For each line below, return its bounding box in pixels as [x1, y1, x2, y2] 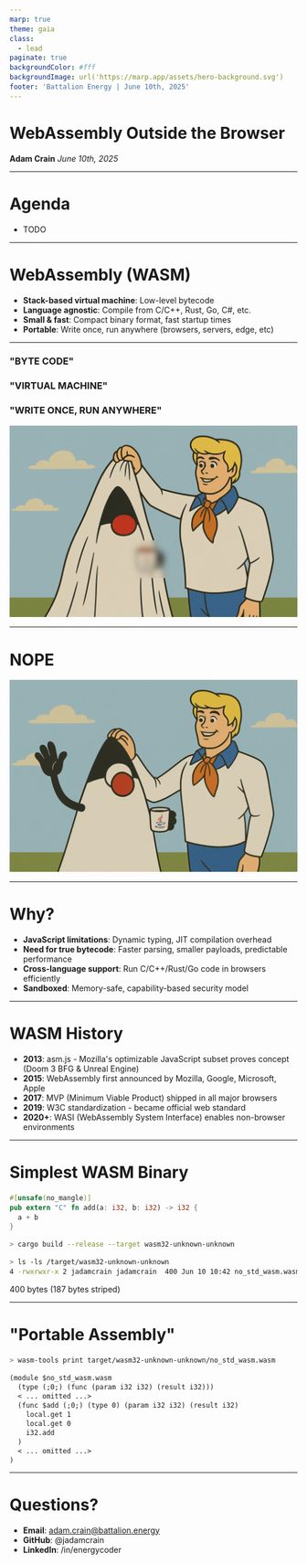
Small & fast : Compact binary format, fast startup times [22, 314, 231, 325]
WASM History [9, 1024, 123, 1044]
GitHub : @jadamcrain [22, 1534, 105, 1545]
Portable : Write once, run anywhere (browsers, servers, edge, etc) [22, 324, 274, 335]
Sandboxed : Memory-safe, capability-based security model [22, 983, 249, 994]
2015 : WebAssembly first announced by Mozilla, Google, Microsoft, [22, 1072, 277, 1083]
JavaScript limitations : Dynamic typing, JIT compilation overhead [22, 933, 272, 945]
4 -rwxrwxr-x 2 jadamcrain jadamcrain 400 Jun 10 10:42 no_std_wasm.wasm [9, 1267, 301, 1277]
